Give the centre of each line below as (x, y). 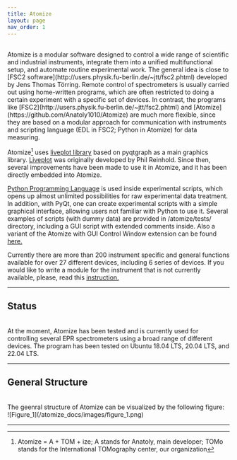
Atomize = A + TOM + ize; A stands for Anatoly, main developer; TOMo (120, 441)
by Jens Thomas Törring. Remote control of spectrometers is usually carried (118, 85)
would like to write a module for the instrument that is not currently (104, 270)
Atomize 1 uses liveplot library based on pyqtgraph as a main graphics (108, 151)
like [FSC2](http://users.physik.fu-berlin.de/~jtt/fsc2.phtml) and (100, 108)
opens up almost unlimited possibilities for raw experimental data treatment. (117, 196)
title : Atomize (30, 14)
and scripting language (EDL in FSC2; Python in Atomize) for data (102, 130)
